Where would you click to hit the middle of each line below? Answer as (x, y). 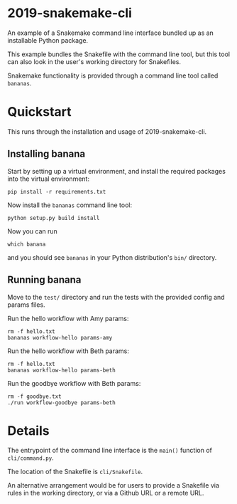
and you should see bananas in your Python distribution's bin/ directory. (112, 257)
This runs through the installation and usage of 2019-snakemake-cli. (107, 131)
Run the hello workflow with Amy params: (68, 318)
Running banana (44, 280)
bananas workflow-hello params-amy (60, 337)
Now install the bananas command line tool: (70, 205)
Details (28, 430)
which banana (27, 244)
